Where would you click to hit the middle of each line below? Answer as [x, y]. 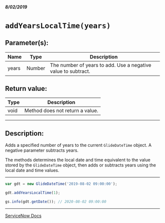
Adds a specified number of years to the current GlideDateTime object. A [78, 145]
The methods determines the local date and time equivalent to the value [78, 160]
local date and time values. [32, 170]
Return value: [26, 88]
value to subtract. [70, 71]
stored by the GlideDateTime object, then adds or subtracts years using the [81, 165]
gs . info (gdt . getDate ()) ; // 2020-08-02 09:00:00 [56, 201]
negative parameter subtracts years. [42, 150]
